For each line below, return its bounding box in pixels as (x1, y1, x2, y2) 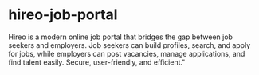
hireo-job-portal (8, 6, 118, 24)
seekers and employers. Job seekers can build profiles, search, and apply (8, 40, 251, 49)
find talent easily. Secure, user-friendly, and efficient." (8, 57, 186, 67)
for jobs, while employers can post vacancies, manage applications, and (8, 49, 245, 58)
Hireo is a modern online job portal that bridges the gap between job (8, 32, 233, 41)
